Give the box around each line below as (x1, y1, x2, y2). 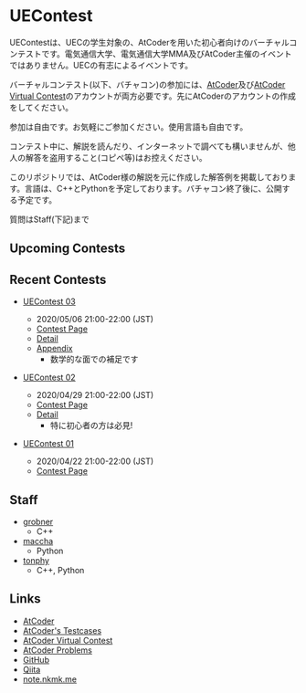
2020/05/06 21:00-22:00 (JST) (36, 314, 153, 325)
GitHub (22, 654, 50, 665)
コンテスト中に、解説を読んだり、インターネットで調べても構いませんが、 (9, 141, 289, 152)
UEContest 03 (22, 296, 76, 307)
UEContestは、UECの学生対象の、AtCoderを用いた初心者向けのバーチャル (9, 37, 290, 47)
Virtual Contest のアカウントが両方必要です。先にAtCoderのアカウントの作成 (9, 90, 297, 101)
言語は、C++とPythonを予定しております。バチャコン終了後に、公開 (24, 183, 283, 194)
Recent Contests (9, 271, 107, 288)
